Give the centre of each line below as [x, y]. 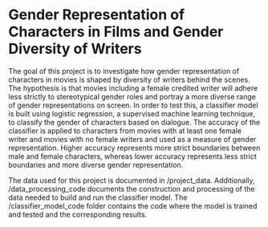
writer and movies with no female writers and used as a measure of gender [132, 139]
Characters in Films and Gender [116, 32]
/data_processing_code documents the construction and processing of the [132, 188]
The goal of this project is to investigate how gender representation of [124, 71]
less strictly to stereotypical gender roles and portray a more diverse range [132, 96]
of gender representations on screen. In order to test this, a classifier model [133, 105]
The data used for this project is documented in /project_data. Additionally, [132, 180]
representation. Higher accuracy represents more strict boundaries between [134, 148]
